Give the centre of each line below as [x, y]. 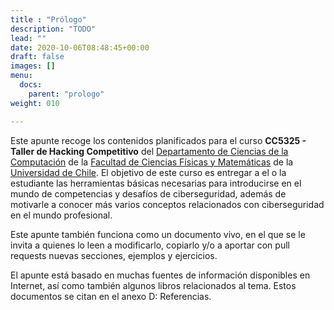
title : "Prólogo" [48, 19]
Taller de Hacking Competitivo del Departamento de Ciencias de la [149, 151]
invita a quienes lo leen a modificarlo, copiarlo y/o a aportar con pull [150, 245]
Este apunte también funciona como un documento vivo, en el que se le [158, 234]
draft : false [37, 57]
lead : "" [28, 38]
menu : [21, 76]
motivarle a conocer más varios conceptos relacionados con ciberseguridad [167, 204]
